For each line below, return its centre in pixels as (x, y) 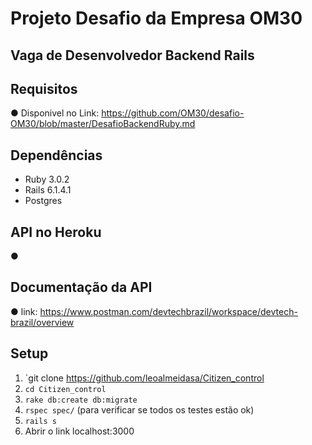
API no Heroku (56, 232)
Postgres (43, 201)
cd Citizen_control (65, 389)
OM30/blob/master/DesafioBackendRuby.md (103, 124)
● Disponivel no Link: (55, 113)
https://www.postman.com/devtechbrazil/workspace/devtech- (168, 311)
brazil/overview (42, 322)
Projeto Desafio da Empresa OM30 (156, 18)
